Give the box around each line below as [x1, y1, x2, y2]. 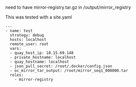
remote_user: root [10, 41, 49, 47]
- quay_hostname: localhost [10, 59, 70, 64]
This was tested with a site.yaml [5, 14, 72, 20]
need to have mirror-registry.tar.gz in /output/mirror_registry [5, 5, 131, 10]
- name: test [5, 28, 33, 33]
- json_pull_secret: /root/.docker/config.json [10, 64, 113, 69]
